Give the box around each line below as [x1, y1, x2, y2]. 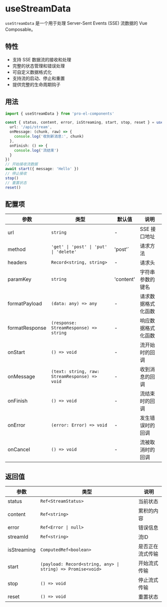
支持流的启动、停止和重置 [12, 75, 65, 81]
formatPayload [7, 300, 42, 307]
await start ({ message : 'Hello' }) [5, 167, 79, 172]
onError [7, 422, 26, 429]
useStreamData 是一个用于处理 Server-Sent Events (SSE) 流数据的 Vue [5, 20, 148, 26]
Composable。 [5, 26, 36, 32]
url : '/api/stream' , [9, 125, 52, 130]
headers [7, 259, 27, 266]
